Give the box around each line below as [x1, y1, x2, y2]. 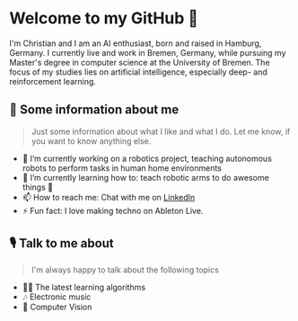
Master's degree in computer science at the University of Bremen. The [9, 57, 271, 67]
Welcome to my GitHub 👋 [9, 8, 199, 29]
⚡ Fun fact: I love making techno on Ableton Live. [22, 205, 204, 216]
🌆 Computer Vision [22, 301, 92, 312]
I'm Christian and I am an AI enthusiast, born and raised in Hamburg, [9, 38, 262, 49]
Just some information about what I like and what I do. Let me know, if [31, 126, 291, 137]
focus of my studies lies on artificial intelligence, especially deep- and [9, 67, 267, 77]
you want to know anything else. [31, 135, 152, 147]
